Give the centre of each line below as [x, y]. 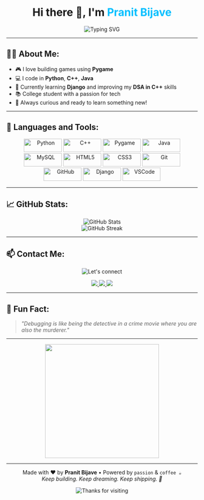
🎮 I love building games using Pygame [64, 69]
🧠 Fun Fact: [28, 309]
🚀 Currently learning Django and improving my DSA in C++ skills [96, 87]
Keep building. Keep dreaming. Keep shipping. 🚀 [102, 479]
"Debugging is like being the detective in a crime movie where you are [109, 324]
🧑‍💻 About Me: [33, 54]
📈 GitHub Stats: [37, 204]
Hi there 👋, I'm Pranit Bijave [102, 12]
